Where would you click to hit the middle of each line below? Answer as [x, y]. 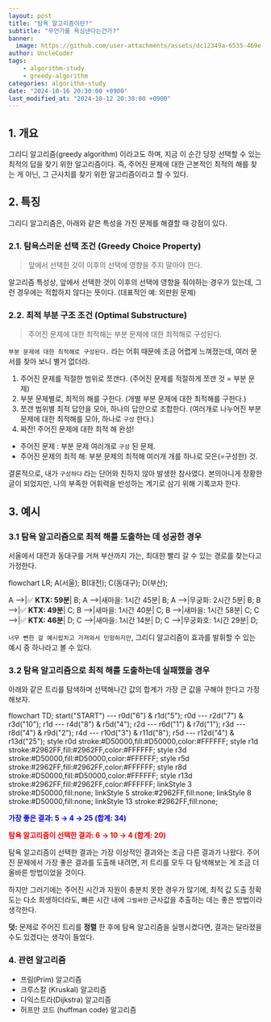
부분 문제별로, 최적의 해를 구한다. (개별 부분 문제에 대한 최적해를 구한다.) [133, 399]
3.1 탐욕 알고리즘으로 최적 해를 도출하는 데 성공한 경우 [105, 536]
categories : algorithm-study [57, 83]
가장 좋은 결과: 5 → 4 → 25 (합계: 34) [67, 818]
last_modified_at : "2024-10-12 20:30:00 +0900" [90, 98]
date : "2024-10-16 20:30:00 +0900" [68, 91]
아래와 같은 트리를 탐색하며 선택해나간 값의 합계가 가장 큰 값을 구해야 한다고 [127, 689]
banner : [21, 38]
